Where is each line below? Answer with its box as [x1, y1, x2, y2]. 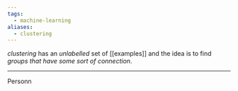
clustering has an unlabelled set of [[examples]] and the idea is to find [7, 49, 212, 58]
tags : [7, 10, 23, 18]
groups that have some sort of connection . [7, 57, 132, 66]
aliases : [7, 23, 33, 30]
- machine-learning [13, 17, 72, 24]
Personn [7, 77, 32, 85]
